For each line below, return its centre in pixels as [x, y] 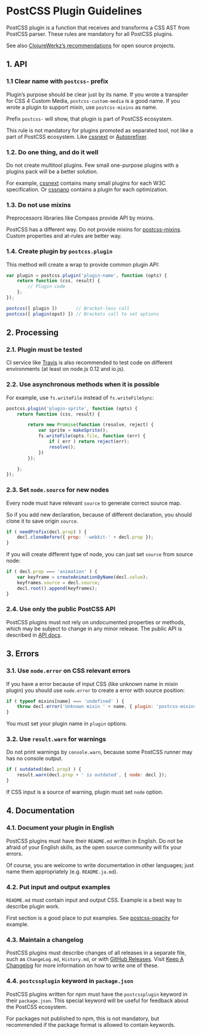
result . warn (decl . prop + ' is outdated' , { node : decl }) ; [92, 775]
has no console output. [34, 758]
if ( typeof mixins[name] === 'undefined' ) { [65, 701]
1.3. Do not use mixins [39, 205]
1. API [17, 64]
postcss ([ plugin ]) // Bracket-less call [68, 308]
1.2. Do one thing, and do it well [52, 152]
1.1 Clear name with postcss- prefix [57, 81]
